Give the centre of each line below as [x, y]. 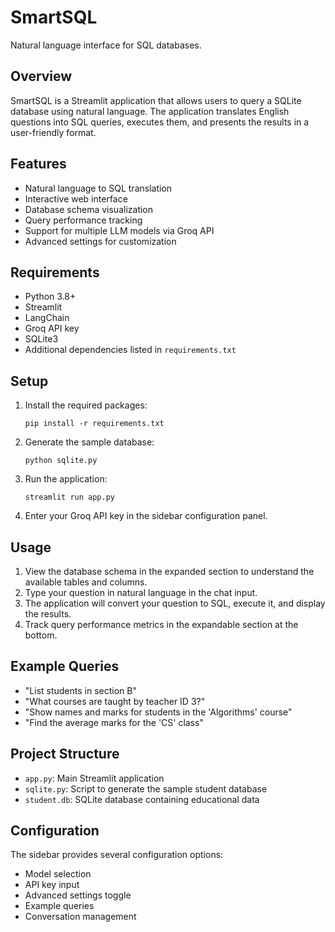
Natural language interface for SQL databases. [106, 45]
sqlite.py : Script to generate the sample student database [146, 788]
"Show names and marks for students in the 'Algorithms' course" [158, 712]
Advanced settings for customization [100, 241]
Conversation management [80, 917]
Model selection [58, 874]
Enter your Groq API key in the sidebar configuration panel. [146, 516]
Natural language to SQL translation [98, 188]
